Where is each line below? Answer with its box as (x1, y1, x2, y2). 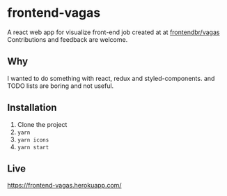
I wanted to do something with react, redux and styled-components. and (7, 74, 215, 82)
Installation (7, 102, 57, 114)
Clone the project (17, 120, 68, 128)
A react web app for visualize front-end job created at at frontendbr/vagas (7, 28, 220, 36)
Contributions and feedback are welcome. (7, 35, 128, 43)
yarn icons (17, 136, 49, 144)
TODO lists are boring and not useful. (7, 82, 114, 90)
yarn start (17, 144, 49, 151)
